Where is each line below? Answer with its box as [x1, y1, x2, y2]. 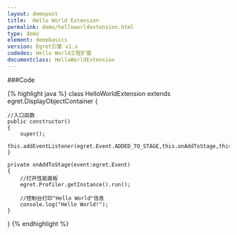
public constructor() [7, 118, 71, 125]
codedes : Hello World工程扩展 [7, 50, 92, 57]
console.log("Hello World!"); [20, 200, 109, 208]
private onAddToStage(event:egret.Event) [7, 161, 131, 168]
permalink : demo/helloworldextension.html [7, 23, 134, 30]
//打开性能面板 [20, 174, 59, 182]
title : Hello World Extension [7, 17, 99, 24]
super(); [20, 130, 46, 138]
